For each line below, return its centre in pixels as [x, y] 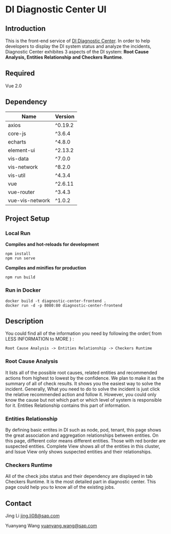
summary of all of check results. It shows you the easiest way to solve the [83, 383]
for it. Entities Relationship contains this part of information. [68, 405]
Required [20, 73]
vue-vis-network [29, 200]
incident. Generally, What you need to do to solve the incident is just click [83, 389]
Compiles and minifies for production [46, 268]
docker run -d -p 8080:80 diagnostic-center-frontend [64, 305]
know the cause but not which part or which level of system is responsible [84, 400]
